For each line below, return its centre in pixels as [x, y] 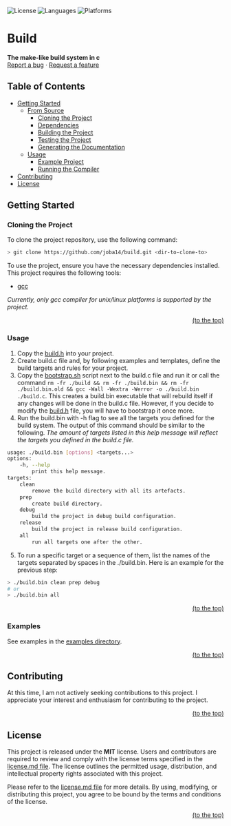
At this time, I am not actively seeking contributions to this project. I [102, 693]
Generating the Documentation [81, 147]
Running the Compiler [68, 169]
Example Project [61, 161]
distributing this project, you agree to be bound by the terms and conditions [114, 794]
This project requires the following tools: [64, 273]
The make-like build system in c [54, 57]
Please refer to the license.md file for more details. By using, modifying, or [112, 787]
